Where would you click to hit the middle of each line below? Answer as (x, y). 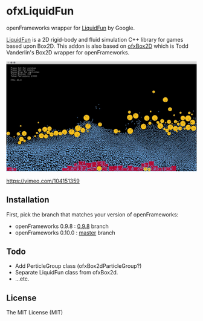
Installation (28, 200)
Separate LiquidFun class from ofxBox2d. (66, 273)
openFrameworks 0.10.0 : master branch (65, 232)
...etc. (22, 279)
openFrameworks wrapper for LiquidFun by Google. (71, 28)
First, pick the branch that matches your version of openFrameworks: (92, 214)
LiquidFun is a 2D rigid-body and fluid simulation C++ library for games (95, 39)
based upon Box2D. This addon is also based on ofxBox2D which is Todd (97, 46)
